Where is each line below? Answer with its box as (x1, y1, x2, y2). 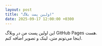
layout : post (5, 7, 32, 12)
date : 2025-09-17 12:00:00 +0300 (5, 16, 74, 21)
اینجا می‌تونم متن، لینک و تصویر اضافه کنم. (5, 35, 83, 41)
